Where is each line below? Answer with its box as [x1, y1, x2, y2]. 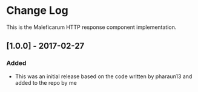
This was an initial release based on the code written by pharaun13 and [15, 73, 193, 80]
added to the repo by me [15, 79, 77, 86]
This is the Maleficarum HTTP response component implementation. [6, 23, 177, 31]
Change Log [6, 4, 68, 17]
